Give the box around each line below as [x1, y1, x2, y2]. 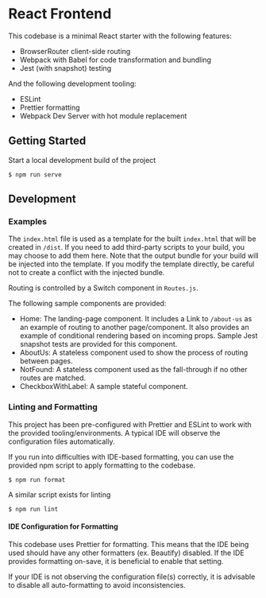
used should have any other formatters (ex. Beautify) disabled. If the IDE [8, 548, 245, 557]
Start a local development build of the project [8, 155, 156, 165]
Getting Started [8, 134, 87, 148]
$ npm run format [8, 476, 66, 483]
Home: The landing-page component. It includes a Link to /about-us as [19, 314, 253, 324]
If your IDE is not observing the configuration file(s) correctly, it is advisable [8, 572, 256, 581]
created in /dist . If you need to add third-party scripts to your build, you [8, 243, 245, 252]
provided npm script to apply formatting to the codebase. [8, 460, 196, 470]
